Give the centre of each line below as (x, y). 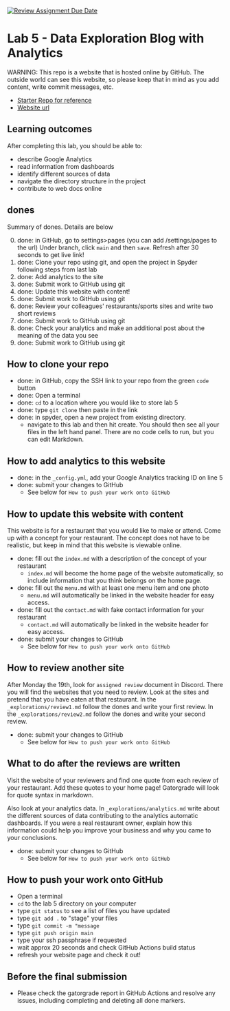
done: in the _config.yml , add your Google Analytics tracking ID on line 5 (120, 478)
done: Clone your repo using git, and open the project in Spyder (107, 262)
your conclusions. (32, 837)
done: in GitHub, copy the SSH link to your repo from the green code (113, 381)
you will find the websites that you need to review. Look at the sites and (108, 692)
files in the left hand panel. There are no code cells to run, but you (120, 432)
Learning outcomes (50, 129)
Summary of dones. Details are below (60, 227)
